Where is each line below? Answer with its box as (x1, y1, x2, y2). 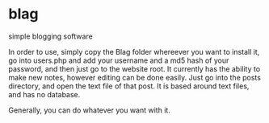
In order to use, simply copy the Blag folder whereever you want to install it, (8, 47, 260, 56)
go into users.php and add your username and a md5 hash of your (8, 55, 229, 65)
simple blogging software (8, 31, 93, 41)
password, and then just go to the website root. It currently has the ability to (8, 64, 261, 73)
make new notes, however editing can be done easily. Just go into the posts (8, 72, 261, 82)
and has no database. (8, 89, 81, 99)
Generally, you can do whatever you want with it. (8, 105, 171, 115)
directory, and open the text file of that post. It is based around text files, (8, 81, 250, 91)
